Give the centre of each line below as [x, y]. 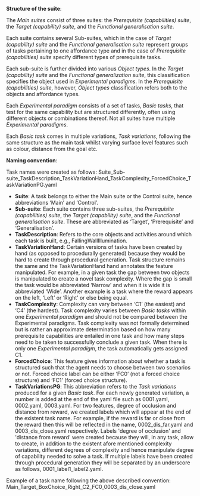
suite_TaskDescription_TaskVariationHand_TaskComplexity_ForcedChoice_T [99, 178]
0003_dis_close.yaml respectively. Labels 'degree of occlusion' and [98, 431]
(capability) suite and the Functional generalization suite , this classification [98, 75]
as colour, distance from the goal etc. [52, 149]
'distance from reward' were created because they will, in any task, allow [104, 437]
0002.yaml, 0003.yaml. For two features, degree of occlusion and [96, 406]
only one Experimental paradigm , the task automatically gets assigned [101, 348]
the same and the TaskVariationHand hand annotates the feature [94, 266]
